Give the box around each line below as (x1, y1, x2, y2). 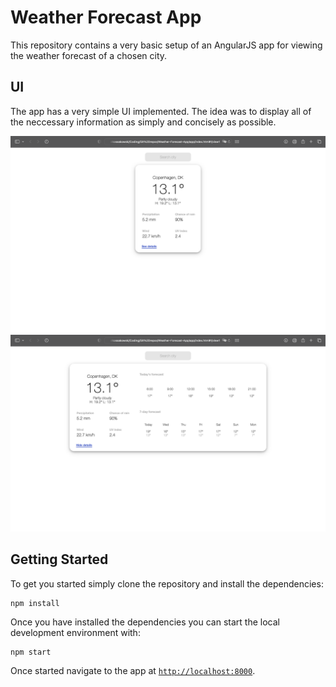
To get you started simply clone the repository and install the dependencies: (10, 577, 324, 590)
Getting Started (10, 551, 109, 568)
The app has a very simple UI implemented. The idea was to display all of (10, 105, 312, 117)
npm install (10, 598, 60, 608)
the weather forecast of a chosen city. (10, 49, 168, 61)
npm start (10, 647, 52, 657)
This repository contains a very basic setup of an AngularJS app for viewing (10, 39, 323, 51)
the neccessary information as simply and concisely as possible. (10, 116, 277, 128)
